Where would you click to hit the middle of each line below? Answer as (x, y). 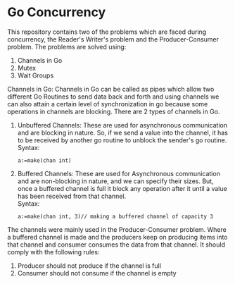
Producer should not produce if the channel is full (89, 266)
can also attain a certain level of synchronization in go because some (108, 104)
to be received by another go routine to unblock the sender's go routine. (122, 140)
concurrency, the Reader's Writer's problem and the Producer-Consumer (113, 39)
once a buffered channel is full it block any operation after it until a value (122, 188)
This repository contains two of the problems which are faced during (107, 32)
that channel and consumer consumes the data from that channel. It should (116, 245)
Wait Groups (36, 75)
